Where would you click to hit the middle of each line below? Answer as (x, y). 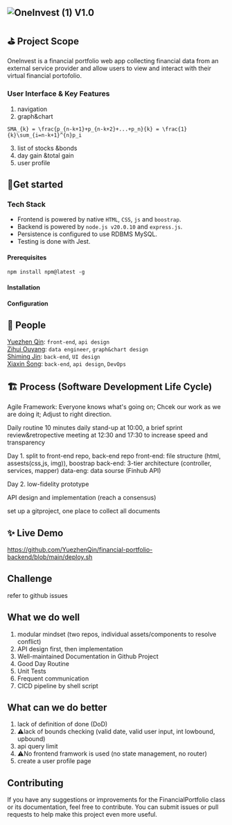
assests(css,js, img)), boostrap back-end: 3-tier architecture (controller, (109, 463)
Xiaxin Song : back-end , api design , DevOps (67, 364)
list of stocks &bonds (47, 148)
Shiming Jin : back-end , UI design (54, 357)
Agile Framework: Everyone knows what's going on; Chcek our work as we (114, 407)
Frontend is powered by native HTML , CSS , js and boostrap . (99, 219)
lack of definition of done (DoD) (62, 724)
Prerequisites (27, 257)
